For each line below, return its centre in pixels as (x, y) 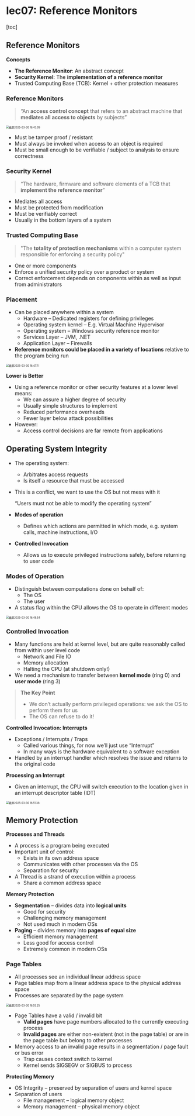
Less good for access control (58, 943)
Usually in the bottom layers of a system (63, 220)
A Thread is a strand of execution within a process (75, 877)
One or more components (46, 266)
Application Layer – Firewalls (58, 343)
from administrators (38, 284)
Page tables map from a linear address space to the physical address (98, 983)
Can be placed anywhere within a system (64, 312)
